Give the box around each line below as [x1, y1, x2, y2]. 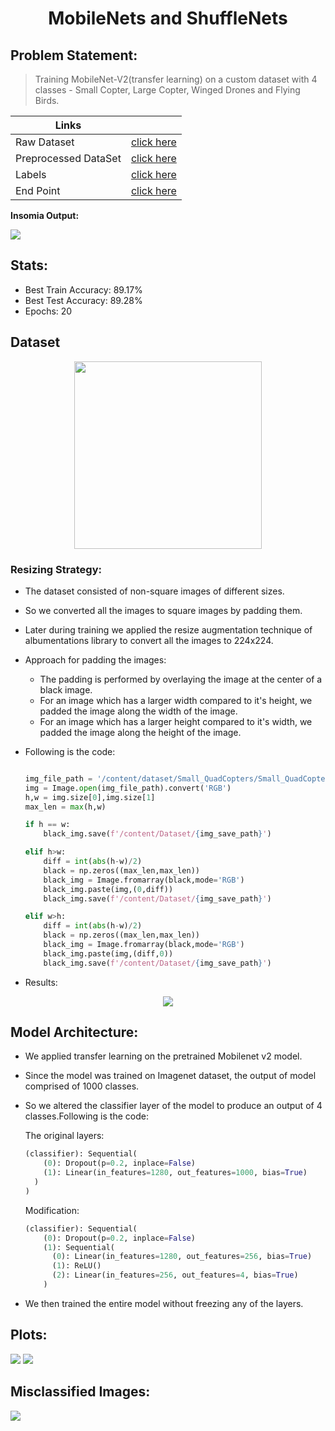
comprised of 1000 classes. [24, 1080, 140, 1092]
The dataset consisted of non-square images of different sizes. [24, 585, 285, 597]
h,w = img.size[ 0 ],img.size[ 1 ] [24, 792, 156, 802]
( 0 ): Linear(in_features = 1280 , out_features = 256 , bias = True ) [51, 1252, 313, 1262]
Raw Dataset [15, 135, 75, 149]
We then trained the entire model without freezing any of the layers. [24, 1297, 304, 1309]
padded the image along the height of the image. [39, 726, 242, 738]
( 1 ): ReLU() [51, 1261, 102, 1271]
